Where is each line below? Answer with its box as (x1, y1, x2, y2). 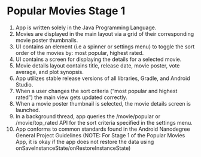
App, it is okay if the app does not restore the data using (15, 138, 154, 145)
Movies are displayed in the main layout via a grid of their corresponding (15, 30, 194, 37)
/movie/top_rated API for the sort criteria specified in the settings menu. (15, 119, 193, 126)
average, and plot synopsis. (15, 68, 84, 75)
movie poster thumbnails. (15, 36, 78, 44)
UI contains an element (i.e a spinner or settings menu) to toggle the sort (15, 43, 195, 50)
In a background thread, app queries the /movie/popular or (15, 112, 161, 120)
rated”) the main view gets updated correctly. (15, 94, 127, 101)
